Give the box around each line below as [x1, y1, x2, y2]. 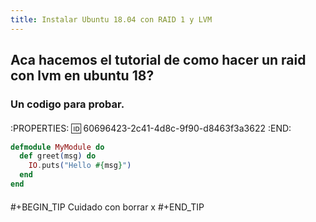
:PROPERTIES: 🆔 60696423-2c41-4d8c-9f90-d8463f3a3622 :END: [10, 122, 292, 134]
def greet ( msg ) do [19, 151, 97, 161]
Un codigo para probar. [10, 97, 125, 111]
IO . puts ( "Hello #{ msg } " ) [28, 161, 132, 171]
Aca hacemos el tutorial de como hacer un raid [10, 52, 307, 69]
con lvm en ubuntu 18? [10, 67, 155, 85]
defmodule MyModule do [10, 142, 105, 152]
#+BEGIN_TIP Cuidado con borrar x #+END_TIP [10, 201, 205, 213]
